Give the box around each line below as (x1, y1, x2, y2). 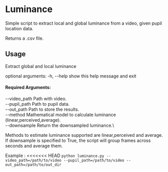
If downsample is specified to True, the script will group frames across (5, 137, 151, 143)
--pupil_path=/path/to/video (63, 157, 124, 163)
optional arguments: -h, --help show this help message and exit (5, 73, 136, 79)
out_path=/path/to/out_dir (5, 162, 62, 167)
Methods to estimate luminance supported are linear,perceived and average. (5, 132, 163, 138)
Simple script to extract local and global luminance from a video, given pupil (5, 20, 162, 26)
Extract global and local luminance (5, 63, 77, 69)
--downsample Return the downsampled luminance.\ (5, 122, 114, 128)
